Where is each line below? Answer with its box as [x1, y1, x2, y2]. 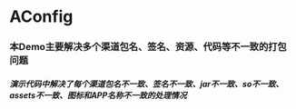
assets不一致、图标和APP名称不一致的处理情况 [9, 89, 188, 101]
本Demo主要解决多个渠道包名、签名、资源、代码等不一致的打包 [9, 41, 288, 54]
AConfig [9, 6, 74, 27]
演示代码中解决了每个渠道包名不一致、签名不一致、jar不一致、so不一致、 [9, 78, 284, 89]
